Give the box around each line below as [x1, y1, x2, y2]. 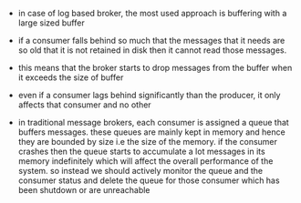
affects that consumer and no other [17, 99, 152, 110]
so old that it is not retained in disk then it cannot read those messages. [17, 45, 287, 56]
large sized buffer [17, 17, 85, 28]
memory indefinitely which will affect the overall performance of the [17, 156, 274, 167]
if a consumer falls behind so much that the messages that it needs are [17, 36, 285, 46]
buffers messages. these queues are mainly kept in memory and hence [17, 127, 285, 137]
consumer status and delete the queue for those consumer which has [17, 175, 280, 186]
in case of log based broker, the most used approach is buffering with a [17, 8, 287, 18]
